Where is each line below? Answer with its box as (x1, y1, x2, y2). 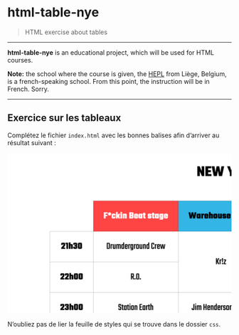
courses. (7, 55, 33, 64)
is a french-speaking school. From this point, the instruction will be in (7, 77, 210, 85)
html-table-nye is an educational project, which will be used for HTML (7, 48, 215, 57)
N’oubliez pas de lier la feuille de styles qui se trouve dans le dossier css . (7, 320, 221, 329)
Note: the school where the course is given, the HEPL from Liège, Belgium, (7, 69, 227, 78)
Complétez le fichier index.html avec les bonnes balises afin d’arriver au (7, 131, 220, 139)
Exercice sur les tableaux (7, 112, 122, 124)
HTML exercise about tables (24, 28, 108, 36)
